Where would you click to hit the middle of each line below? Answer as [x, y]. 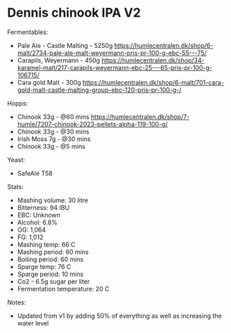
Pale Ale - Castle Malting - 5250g [65, 45]
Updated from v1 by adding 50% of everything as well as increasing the [119, 316]
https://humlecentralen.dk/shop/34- [153, 60]
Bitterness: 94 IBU [43, 207]
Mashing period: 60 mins [53, 252]
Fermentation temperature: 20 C [63, 289]
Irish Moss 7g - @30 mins [54, 139]
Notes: [17, 302]
